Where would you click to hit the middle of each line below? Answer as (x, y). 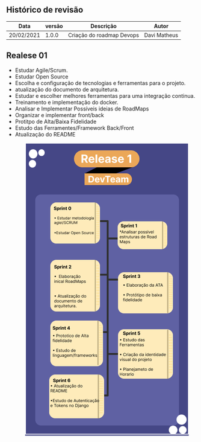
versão (54, 26)
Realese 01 (27, 56)
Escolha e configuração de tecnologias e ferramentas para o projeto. (100, 83)
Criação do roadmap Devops (104, 35)
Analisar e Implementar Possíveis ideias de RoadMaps (82, 109)
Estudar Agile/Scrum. (41, 70)
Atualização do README (45, 134)
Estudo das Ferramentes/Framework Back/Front (74, 128)
